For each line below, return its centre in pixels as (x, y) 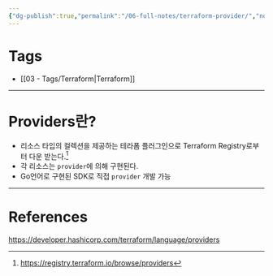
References (48, 217)
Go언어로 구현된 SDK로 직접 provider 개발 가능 (95, 176)
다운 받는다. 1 (49, 155)
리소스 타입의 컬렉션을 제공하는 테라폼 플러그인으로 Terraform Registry (133, 145)
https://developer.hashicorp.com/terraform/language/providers (114, 239)
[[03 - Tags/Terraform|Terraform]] (78, 79)
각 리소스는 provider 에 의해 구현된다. (79, 166)
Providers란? (52, 121)
